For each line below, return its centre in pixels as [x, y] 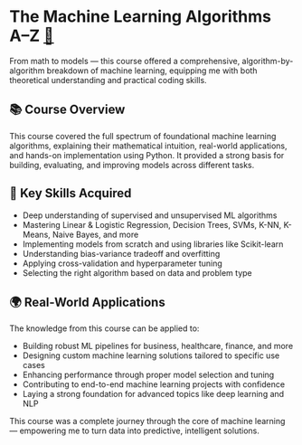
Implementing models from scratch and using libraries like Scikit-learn [153, 244]
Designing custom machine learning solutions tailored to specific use [151, 355]
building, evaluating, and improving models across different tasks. [132, 165]
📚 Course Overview [67, 110]
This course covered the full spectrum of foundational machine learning [143, 136]
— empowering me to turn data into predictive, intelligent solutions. [134, 431]
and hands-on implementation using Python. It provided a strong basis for [147, 155]
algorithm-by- [268, 61]
